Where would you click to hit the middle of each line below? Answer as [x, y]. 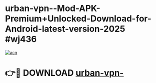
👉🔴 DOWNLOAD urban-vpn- [64, 73]
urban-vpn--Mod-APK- [53, 8]
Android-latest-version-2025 [65, 29]
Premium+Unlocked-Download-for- [78, 19]
